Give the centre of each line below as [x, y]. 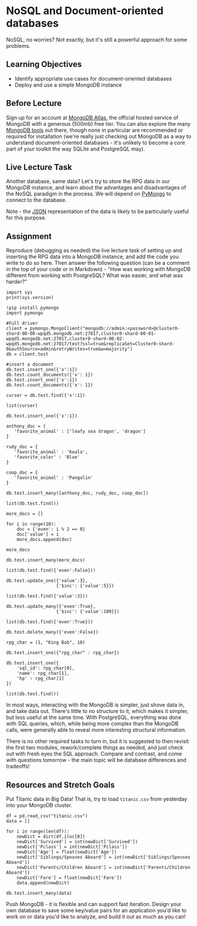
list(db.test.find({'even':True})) [50, 622]
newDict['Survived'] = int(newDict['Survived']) [77, 842]
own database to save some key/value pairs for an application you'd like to [96, 910]
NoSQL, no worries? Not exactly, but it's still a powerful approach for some [97, 39]
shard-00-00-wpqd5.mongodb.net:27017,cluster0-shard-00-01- [81, 334]
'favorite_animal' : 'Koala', [51, 452]
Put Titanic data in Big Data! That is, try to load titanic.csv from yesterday [97, 799]
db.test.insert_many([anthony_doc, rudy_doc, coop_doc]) [77, 493]
